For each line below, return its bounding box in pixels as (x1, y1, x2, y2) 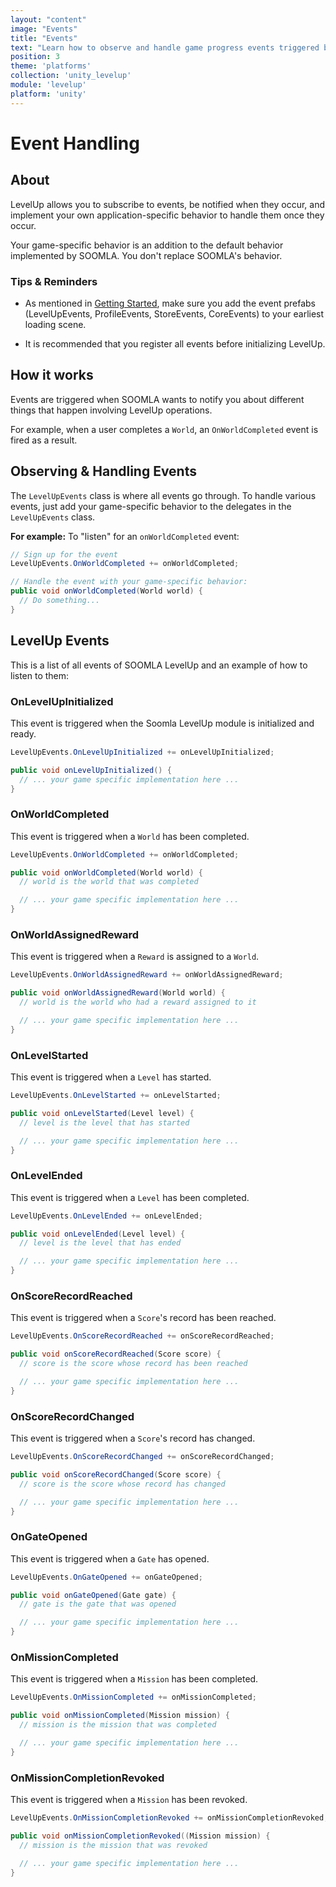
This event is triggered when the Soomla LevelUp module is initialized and (10, 717, 315, 729)
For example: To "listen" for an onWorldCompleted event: (10, 530, 240, 542)
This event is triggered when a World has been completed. (10, 830, 250, 842)
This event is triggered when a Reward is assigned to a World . (10, 951, 260, 963)
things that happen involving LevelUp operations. (10, 404, 213, 416)
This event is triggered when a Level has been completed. (10, 1191, 250, 1203)
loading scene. (24, 318, 87, 330)
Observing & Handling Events (10, 463, 197, 480)
